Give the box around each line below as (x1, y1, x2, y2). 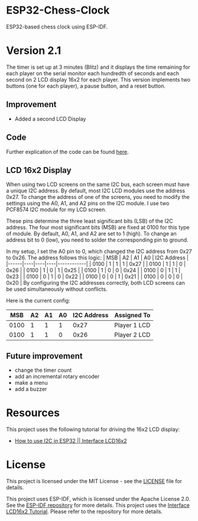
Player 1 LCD (114, 321, 151, 329)
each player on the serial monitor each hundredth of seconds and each (6, 69, 179, 77)
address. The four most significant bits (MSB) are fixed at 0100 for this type (6, 224, 190, 231)
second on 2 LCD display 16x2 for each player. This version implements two (6, 76, 191, 83)
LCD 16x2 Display (6, 165, 72, 175)
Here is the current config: (6, 297, 70, 304)
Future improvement (6, 350, 83, 361)
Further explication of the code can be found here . (6, 148, 129, 155)
